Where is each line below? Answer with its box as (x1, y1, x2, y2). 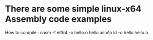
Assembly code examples (5, 13, 112, 25)
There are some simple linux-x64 (5, 3, 142, 14)
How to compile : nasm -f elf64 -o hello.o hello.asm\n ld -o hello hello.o (5, 29, 149, 35)
